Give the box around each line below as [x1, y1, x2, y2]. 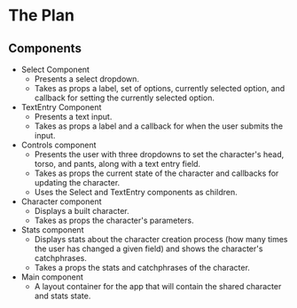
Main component [20, 272, 83, 282]
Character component [20, 196, 103, 207]
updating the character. [34, 178, 121, 187]
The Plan [8, 5, 74, 26]
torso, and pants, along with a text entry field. [34, 159, 201, 169]
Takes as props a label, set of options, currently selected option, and [34, 83, 285, 93]
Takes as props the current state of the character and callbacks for [34, 168, 279, 178]
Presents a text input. [34, 112, 113, 122]
